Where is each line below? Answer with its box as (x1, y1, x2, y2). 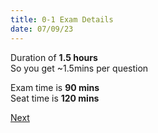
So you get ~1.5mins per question (10, 62, 149, 74)
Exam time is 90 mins (10, 81, 100, 93)
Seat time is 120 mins (10, 92, 100, 104)
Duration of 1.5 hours (10, 51, 98, 63)
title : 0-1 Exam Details (10, 14, 114, 25)
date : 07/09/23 (10, 24, 74, 34)
